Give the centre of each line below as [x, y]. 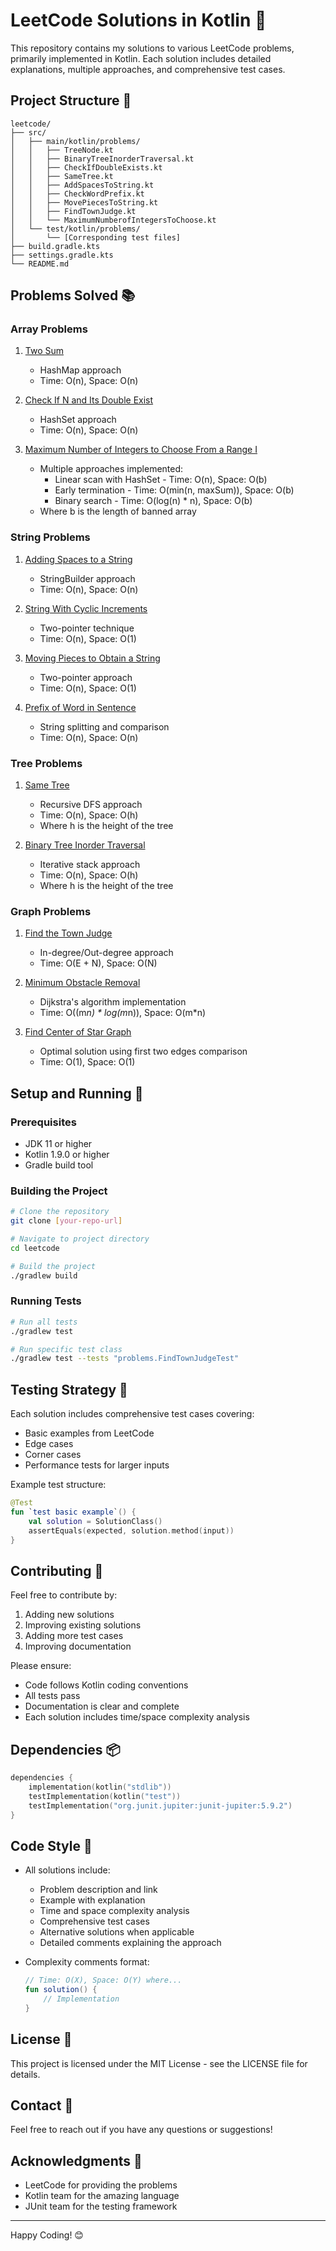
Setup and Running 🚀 [77, 1093]
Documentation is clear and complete [102, 1706]
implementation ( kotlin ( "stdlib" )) [100, 1787]
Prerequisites [43, 1122]
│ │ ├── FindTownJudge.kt [73, 211]
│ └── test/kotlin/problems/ [75, 229]
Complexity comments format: [87, 1962]
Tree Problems [46, 763]
